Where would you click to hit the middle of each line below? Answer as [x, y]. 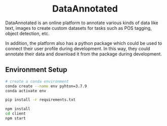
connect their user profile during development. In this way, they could [78, 48]
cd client [16, 114]
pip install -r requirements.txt [40, 100]
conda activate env [26, 91]
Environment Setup [36, 70]
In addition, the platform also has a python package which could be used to [84, 43]
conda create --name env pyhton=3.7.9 [46, 86]
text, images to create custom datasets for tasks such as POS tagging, [78, 28]
